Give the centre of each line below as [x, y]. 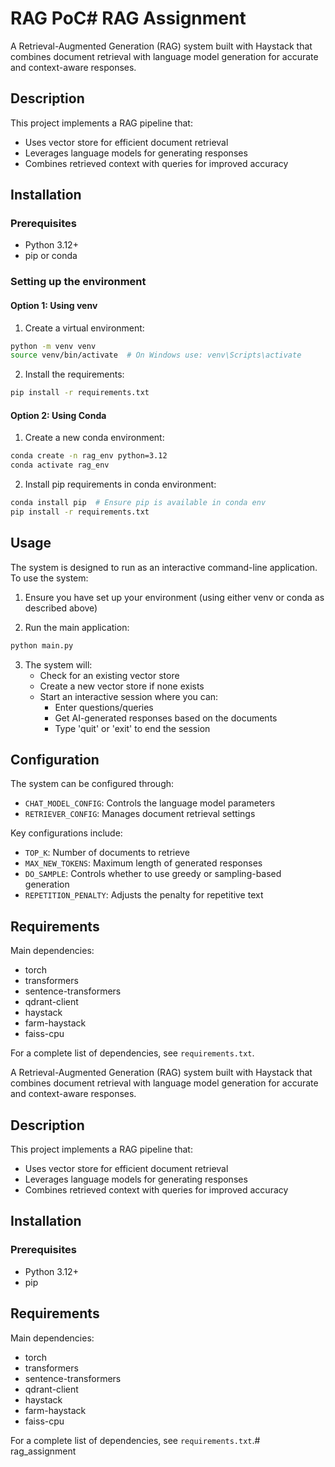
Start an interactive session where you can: [129, 696]
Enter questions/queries [104, 707]
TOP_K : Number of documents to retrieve [107, 853]
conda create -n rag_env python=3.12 [89, 456]
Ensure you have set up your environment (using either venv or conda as [174, 597]
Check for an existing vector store [109, 675]
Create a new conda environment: [94, 438]
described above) [61, 608]
